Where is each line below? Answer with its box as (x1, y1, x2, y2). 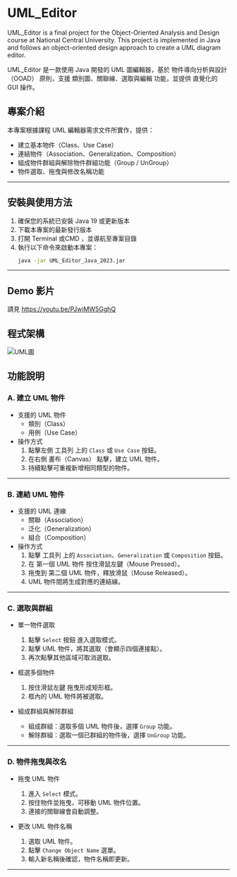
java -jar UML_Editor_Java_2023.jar (17, 257, 126, 264)
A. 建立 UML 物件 (7, 393, 66, 403)
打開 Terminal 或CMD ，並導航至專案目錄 (17, 234, 138, 243)
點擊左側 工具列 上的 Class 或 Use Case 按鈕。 (28, 446, 161, 454)
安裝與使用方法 (7, 196, 73, 209)
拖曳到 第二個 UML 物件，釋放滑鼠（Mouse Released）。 (28, 569, 192, 577)
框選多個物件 (17, 668, 55, 677)
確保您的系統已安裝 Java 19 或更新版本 (17, 217, 130, 225)
